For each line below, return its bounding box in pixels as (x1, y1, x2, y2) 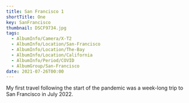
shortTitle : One (6, 14, 46, 20)
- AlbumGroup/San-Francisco (11, 63, 80, 69)
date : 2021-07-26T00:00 (6, 68, 64, 74)
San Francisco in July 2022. (6, 91, 74, 98)
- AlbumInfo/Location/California (11, 52, 93, 58)
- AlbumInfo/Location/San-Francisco (11, 42, 101, 47)
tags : (6, 30, 19, 36)
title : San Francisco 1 (6, 8, 64, 15)
